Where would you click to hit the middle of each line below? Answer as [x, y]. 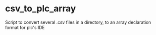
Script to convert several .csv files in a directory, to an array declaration [78, 22]
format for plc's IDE [25, 27]
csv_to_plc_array [41, 9]
